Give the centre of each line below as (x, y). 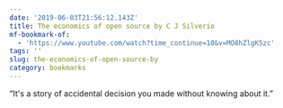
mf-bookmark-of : (40, 34)
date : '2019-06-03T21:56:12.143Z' (74, 18)
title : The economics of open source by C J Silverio (112, 26)
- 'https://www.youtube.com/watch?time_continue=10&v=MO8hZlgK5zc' (146, 43)
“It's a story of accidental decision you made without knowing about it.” (141, 93)
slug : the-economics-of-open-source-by (84, 59)
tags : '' (26, 51)
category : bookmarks (48, 68)
